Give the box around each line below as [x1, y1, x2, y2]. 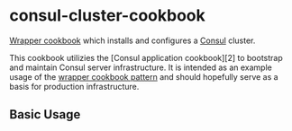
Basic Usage [9, 107, 81, 122]
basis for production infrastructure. [9, 81, 140, 92]
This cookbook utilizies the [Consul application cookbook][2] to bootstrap [9, 52, 284, 63]
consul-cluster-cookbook [9, 5, 205, 26]
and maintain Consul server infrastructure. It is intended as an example [9, 62, 272, 73]
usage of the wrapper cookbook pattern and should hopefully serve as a [9, 71, 278, 82]
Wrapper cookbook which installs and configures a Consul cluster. [9, 35, 256, 46]
